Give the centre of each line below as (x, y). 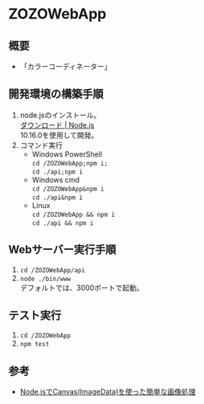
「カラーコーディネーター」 (65, 66)
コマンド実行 (41, 145)
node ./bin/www (45, 279)
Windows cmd (56, 180)
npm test (35, 345)
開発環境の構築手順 (56, 94)
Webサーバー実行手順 (62, 250)
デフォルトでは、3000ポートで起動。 (82, 288)
